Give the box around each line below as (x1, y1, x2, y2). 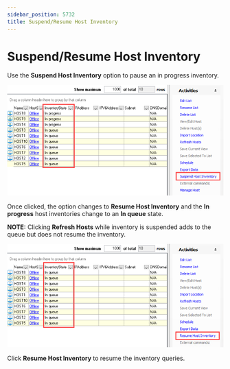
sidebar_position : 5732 (7, 11, 76, 18)
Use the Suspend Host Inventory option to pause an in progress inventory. (7, 71, 220, 80)
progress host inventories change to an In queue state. (7, 210, 163, 218)
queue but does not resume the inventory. (7, 230, 126, 239)
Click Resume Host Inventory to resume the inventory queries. (7, 354, 185, 362)
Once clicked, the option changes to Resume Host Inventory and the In (7, 202, 210, 211)
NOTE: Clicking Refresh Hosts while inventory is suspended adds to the (7, 223, 211, 231)
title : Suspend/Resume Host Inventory (7, 18, 118, 25)
